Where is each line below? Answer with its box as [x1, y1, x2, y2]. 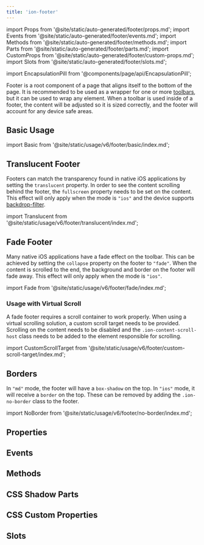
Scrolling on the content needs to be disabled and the [6, 326, 141, 334]
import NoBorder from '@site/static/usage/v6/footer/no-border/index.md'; [6, 409, 192, 417]
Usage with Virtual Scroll [6, 299, 82, 308]
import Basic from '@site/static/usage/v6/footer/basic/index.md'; [6, 141, 170, 149]
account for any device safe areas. [6, 107, 93, 114]
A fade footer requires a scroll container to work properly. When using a [6, 313, 187, 320]
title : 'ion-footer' [6, 9, 59, 15]
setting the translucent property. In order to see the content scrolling [6, 181, 180, 189]
